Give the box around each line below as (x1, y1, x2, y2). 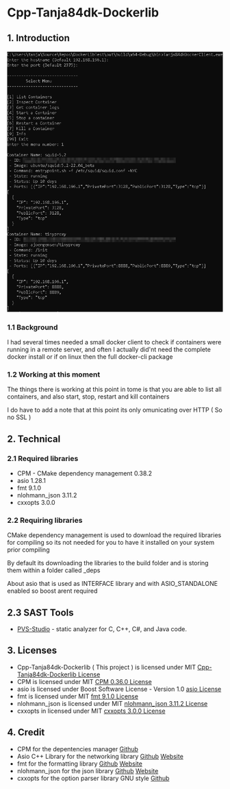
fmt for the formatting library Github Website (16, 759, 142, 768)
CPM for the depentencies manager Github (16, 744, 139, 753)
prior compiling (7, 545, 50, 554)
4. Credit (7, 727, 45, 738)
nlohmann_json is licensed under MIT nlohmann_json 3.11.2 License (16, 699, 208, 707)
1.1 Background (7, 322, 58, 332)
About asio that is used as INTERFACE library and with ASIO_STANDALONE (7, 580, 218, 588)
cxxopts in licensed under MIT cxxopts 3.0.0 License (16, 707, 166, 715)
